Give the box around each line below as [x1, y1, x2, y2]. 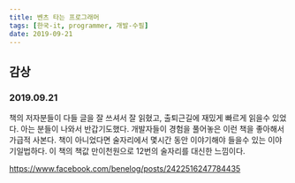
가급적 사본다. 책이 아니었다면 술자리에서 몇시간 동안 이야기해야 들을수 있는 [9, 134, 267, 146]
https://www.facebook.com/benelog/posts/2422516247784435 [9, 164, 241, 174]
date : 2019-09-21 [9, 29, 73, 38]
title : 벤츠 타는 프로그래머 [9, 12, 100, 22]
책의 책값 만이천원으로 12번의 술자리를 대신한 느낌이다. [58, 146, 246, 156]
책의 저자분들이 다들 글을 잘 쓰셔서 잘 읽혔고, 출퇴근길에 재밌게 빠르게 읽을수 [9, 112, 271, 124]
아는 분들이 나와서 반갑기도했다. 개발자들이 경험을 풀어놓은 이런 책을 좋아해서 [20, 124, 285, 134]
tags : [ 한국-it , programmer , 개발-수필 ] [9, 21, 148, 30]
